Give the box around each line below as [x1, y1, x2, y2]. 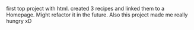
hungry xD [6, 18, 32, 24]
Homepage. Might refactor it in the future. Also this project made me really [6, 11, 188, 18]
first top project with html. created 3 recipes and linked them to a [6, 5, 165, 12]
